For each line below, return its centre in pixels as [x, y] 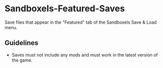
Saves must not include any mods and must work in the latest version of [85, 55]
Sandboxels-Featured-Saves [65, 9]
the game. [22, 60]
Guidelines [21, 43]
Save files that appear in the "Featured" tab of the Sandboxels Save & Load [81, 22]
